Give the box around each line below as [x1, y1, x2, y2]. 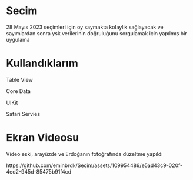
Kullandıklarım [6, 57, 78, 70]
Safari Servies [6, 110, 40, 117]
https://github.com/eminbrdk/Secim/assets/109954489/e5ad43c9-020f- [6, 162, 183, 169]
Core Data [6, 87, 31, 95]
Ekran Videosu [6, 131, 79, 145]
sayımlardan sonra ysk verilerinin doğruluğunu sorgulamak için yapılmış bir [6, 29, 187, 36]
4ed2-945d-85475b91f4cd [6, 168, 72, 175]
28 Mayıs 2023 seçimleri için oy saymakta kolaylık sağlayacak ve [6, 24, 164, 31]
